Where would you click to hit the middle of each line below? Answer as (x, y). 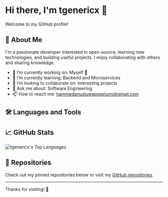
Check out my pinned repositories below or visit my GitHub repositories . (79, 174)
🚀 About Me (24, 40)
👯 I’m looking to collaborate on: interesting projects (65, 83)
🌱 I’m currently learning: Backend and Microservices (66, 78)
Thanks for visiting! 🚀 (27, 189)
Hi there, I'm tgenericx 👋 (56, 10)
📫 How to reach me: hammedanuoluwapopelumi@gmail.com (75, 94)
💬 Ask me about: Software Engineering (52, 88)
